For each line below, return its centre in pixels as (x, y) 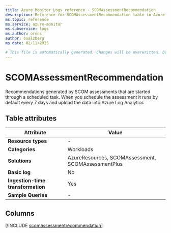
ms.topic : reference (27, 19)
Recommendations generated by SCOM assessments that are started (78, 92)
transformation (26, 187)
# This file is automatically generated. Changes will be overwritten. (83, 52)
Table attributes (31, 118)
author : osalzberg (25, 39)
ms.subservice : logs (27, 29)
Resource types (27, 141)
